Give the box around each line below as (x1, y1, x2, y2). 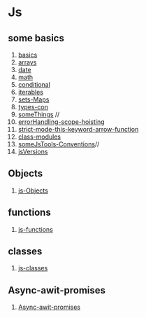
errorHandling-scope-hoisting (17, 118, 105, 126)
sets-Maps (17, 95, 50, 104)
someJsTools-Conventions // (17, 140, 100, 148)
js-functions (17, 225, 53, 233)
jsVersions (17, 148, 48, 155)
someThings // (17, 110, 60, 118)
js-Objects (17, 186, 48, 195)
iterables (17, 88, 44, 96)
